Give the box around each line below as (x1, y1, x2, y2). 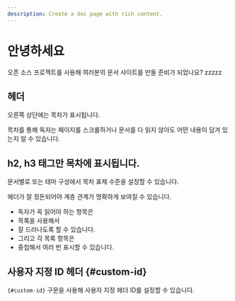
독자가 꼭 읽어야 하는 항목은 (17, 208, 94, 216)
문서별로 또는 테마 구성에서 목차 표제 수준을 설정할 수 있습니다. (7, 178, 179, 186)
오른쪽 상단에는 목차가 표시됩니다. (7, 110, 101, 119)
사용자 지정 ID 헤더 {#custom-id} (7, 266, 147, 278)
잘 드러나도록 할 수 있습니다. (17, 225, 96, 234)
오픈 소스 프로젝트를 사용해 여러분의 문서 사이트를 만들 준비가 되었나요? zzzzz (7, 68, 222, 76)
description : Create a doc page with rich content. (7, 10, 163, 18)
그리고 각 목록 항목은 (17, 234, 75, 243)
